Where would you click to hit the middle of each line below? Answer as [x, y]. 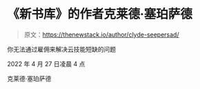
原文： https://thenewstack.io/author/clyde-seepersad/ [101, 34]
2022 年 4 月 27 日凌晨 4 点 [46, 63]
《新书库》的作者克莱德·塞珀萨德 [100, 14]
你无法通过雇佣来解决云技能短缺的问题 [61, 49]
